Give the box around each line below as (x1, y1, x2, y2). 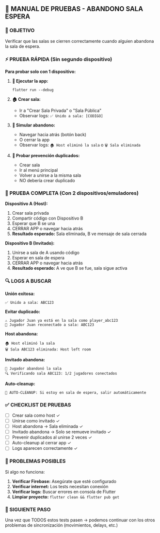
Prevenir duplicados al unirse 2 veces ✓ (12, 434, 92, 441)
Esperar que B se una (12, 221, 55, 226)
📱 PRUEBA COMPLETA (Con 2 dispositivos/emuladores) (5, 189, 139, 196)
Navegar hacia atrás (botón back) (19, 131, 86, 137)
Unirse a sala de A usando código (12, 250, 80, 256)
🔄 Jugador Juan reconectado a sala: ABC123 (5, 322, 95, 327)
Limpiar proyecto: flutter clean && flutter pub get (12, 494, 120, 499)
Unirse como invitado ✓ (12, 418, 60, 423)
